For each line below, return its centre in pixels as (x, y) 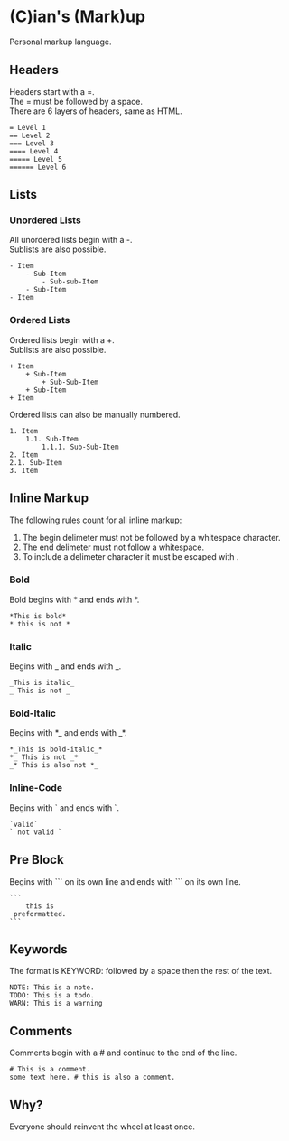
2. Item (24, 455)
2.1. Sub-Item (36, 462)
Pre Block (37, 860)
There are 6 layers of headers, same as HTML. (96, 111)
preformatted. (40, 914)
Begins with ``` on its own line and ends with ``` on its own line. (125, 881)
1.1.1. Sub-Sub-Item (80, 447)
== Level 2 (30, 135)
